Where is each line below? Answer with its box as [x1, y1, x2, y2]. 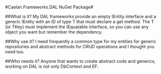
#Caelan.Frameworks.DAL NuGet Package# [5, 4, 94, 10]
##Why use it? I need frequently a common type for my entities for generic [5, 38, 156, 44]
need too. [5, 49, 25, 55]
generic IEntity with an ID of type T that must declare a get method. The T [5, 19, 154, 24]
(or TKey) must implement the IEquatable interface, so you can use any [5, 24, 149, 30]
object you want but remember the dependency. [5, 29, 103, 35]
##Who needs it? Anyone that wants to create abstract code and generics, [5, 58, 156, 64]
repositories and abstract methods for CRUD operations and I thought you [5, 44, 155, 49]
